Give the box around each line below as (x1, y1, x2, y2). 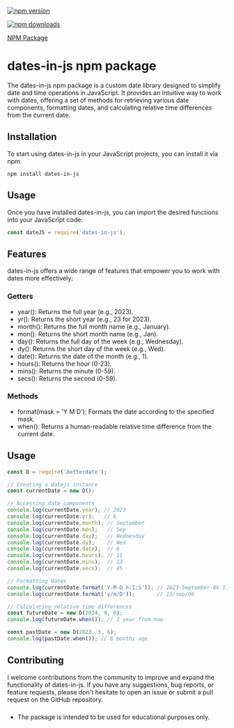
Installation (7, 131, 57, 143)
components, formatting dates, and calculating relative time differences (7, 103, 212, 112)
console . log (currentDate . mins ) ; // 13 (7, 558, 123, 565)
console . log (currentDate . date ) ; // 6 (7, 545, 120, 553)
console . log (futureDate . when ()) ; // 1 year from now (7, 616, 164, 623)
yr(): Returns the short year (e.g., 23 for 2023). (17, 315, 152, 323)
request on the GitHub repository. (7, 695, 103, 704)
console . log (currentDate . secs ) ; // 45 (7, 565, 123, 572)
